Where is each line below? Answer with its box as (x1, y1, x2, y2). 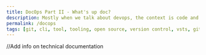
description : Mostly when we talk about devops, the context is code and (6, 15, 199, 21)
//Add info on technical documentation (6, 43, 104, 50)
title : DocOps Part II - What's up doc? (6, 9, 112, 15)
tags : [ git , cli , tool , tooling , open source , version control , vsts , (6, 26, 191, 32)
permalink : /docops (6, 20, 56, 26)
